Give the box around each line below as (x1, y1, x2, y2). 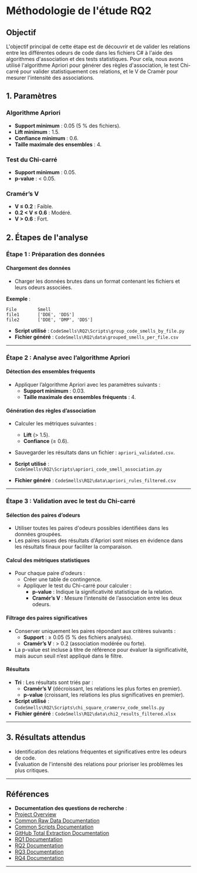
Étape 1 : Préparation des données (6, 250, 106, 258)
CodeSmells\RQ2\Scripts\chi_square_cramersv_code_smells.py (14, 705, 165, 710)
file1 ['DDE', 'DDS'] (6, 312, 75, 317)
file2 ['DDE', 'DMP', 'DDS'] (6, 317, 93, 323)
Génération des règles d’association (6, 407, 96, 414)
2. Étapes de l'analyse (6, 232, 89, 242)
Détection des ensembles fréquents (6, 368, 96, 375)
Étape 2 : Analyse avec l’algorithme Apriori (6, 353, 130, 361)
